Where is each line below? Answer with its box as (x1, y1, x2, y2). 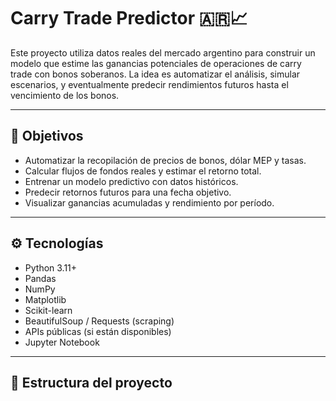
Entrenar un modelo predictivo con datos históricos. (24, 175, 239, 187)
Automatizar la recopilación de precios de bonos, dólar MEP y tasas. (24, 154, 307, 166)
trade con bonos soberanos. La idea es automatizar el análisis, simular (10, 68, 301, 80)
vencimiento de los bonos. (10, 89, 120, 101)
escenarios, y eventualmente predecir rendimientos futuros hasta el (10, 78, 289, 90)
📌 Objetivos (10, 128, 84, 145)
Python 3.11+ (24, 261, 78, 274)
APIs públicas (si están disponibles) (24, 325, 172, 337)
